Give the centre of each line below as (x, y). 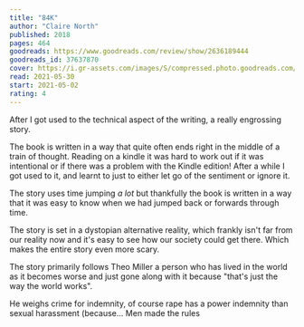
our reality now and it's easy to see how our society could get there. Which (149, 239)
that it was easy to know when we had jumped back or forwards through (144, 202)
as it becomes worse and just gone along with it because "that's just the (144, 276)
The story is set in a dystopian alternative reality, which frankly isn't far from (151, 230)
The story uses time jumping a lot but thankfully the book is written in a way (151, 193)
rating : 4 (28, 93)
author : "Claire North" (54, 26)
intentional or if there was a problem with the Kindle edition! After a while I (147, 166)
